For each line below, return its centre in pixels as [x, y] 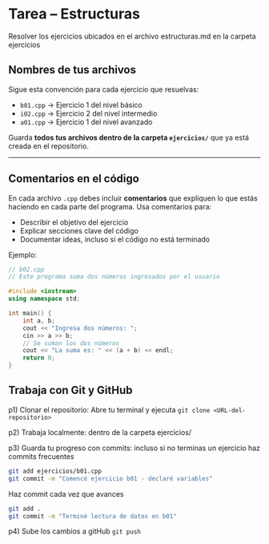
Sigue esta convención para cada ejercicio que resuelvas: [104, 89]
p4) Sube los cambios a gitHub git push [75, 531]
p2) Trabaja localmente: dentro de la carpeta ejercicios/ [100, 432]
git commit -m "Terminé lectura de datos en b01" [93, 516]
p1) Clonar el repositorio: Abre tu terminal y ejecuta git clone [109, 409]
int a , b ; [39, 321]
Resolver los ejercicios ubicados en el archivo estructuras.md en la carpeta [132, 36]
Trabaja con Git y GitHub [70, 390]
